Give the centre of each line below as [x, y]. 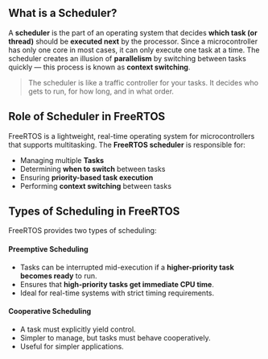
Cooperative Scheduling [50, 311]
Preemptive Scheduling [48, 249]
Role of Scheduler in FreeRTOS [87, 117]
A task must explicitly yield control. [78, 329]
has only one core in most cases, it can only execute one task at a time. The [134, 50]
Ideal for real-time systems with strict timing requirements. [117, 293]
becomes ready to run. [58, 276]
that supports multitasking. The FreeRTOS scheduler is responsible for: [127, 144]
